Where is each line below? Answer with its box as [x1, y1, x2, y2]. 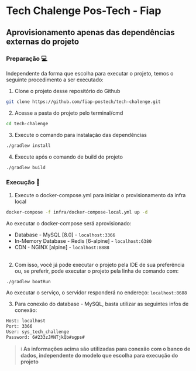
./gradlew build [6, 164, 46, 170]
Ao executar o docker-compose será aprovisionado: [6, 219, 132, 226]
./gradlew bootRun [6, 279, 51, 284]
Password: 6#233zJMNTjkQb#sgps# [6, 335, 85, 341]
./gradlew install [6, 142, 51, 149]
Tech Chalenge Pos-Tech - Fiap [6, 4, 161, 18]
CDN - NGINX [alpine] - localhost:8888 [14, 243, 110, 250]
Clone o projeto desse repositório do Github [14, 87, 121, 94]
